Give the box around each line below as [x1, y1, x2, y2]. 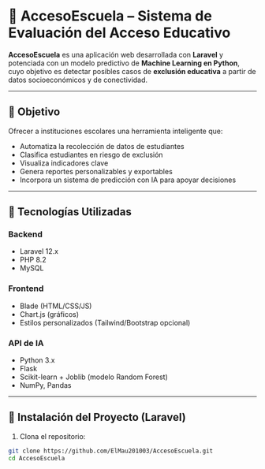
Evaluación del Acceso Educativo [8, 24, 231, 42]
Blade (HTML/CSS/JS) [19, 301, 92, 311]
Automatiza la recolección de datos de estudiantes [19, 141, 185, 151]
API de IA [8, 337, 45, 348]
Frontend [8, 283, 44, 294]
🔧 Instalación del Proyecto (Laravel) [8, 411, 187, 424]
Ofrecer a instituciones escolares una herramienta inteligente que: [8, 126, 223, 136]
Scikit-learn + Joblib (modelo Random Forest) [19, 372, 168, 382]
